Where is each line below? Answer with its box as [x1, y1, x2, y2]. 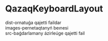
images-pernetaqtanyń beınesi [5, 24, 68, 30]
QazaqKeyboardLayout [5, 3, 103, 14]
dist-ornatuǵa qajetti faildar [5, 19, 61, 25]
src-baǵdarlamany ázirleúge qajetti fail [5, 30, 85, 36]
